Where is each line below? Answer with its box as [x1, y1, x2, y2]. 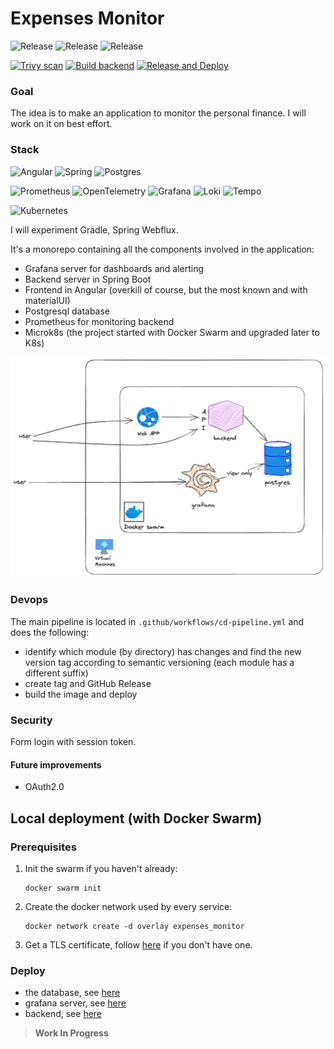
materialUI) [24, 294, 71, 306]
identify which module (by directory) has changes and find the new [24, 645, 302, 657]
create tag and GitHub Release [24, 677, 152, 689]
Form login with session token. [10, 736, 137, 748]
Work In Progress [34, 1027, 109, 1039]
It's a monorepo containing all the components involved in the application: [10, 243, 315, 255]
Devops [10, 593, 49, 607]
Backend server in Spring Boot [24, 273, 152, 285]
